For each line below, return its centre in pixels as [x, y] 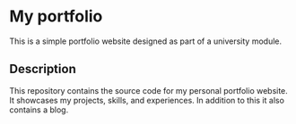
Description [43, 69]
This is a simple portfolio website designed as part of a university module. [146, 41]
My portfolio [56, 17]
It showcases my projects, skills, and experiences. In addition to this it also [147, 100]
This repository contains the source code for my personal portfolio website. [149, 90]
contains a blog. [39, 110]
